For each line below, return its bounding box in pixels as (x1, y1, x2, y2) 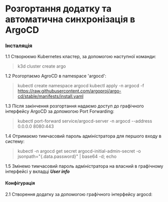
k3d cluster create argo (17, 63, 66, 69)
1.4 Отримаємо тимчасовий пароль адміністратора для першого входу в (5, 133, 161, 139)
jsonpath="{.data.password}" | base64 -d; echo (17, 153, 117, 159)
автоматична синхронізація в (5, 14, 135, 25)
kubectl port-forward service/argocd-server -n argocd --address (17, 118, 152, 124)
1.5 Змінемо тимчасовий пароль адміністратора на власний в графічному (5, 163, 163, 169)
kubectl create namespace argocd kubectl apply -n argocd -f (17, 83, 144, 89)
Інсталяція (5, 42, 33, 49)
